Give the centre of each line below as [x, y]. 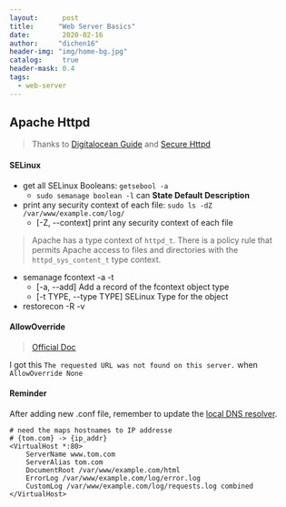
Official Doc [54, 347]
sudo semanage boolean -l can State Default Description [143, 195]
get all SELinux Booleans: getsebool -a [95, 185]
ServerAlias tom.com [64, 462]
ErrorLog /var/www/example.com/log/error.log [113, 479]
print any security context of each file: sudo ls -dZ [118, 205]
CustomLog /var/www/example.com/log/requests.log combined [140, 487]
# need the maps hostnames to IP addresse [91, 431]
